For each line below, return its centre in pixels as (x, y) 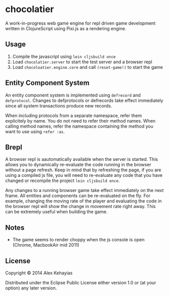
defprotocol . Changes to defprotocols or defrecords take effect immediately (84, 100)
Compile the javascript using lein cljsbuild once (64, 56)
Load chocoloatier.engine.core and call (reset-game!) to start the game (88, 67)
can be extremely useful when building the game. (57, 212)
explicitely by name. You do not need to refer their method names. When (80, 121)
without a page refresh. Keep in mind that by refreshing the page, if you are (83, 170)
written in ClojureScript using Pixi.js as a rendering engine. (66, 28)
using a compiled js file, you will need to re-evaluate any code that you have (84, 175)
